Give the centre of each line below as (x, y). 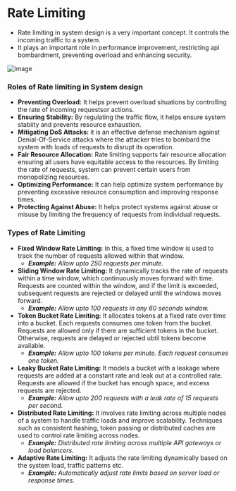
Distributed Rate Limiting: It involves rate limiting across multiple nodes (122, 413)
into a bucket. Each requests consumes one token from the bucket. (115, 323)
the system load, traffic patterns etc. (70, 465)
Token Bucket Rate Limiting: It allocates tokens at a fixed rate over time (122, 316)
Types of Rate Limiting (46, 232)
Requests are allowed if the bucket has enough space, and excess (113, 383)
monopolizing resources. (54, 177)
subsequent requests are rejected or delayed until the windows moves (119, 293)
